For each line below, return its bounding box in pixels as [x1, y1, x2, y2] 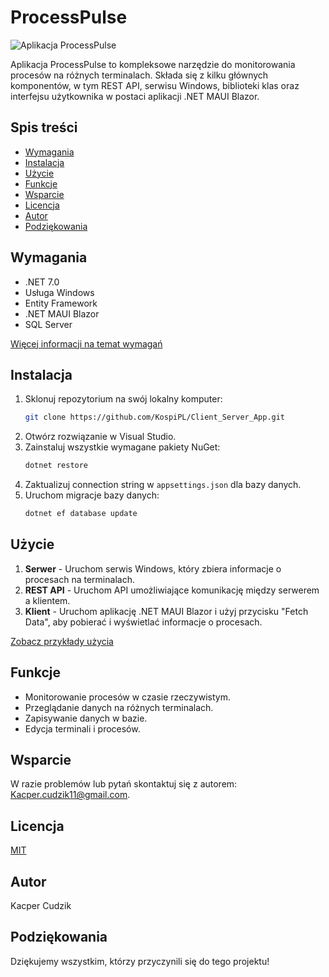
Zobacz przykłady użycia [10, 635, 114, 647]
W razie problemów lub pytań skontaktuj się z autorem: [10, 778, 238, 790]
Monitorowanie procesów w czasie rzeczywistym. [24, 691, 231, 703]
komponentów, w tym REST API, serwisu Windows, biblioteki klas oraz [10, 79, 300, 91]
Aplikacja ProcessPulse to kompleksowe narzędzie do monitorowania [10, 58, 296, 70]
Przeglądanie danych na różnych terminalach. [24, 701, 214, 713]
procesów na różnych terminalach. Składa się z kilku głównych [10, 69, 269, 81]
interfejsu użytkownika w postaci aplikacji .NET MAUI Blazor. [10, 90, 260, 102]
